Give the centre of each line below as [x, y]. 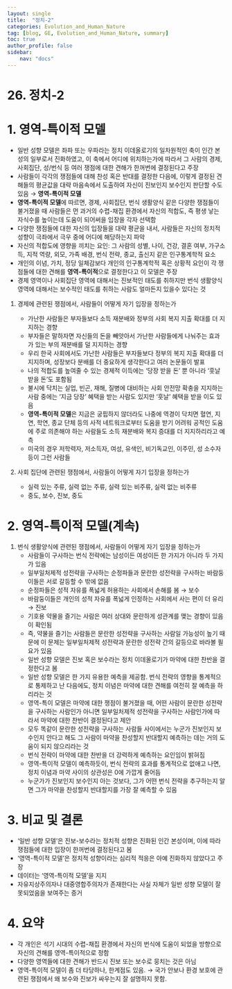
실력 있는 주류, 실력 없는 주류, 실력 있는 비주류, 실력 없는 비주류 [112, 487]
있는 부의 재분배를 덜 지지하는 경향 [81, 344]
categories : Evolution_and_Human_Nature [66, 26]
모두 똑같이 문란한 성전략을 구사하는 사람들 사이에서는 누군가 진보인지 [121, 729]
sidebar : [20, 53]
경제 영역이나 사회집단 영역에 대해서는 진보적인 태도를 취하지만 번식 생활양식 [120, 280]
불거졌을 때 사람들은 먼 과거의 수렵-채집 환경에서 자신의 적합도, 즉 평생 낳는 [118, 211]
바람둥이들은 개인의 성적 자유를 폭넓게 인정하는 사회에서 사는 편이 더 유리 [125, 598]
